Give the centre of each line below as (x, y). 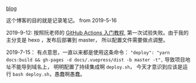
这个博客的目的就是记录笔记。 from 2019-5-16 (61, 20)
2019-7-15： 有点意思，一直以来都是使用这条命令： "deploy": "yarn (88, 52)
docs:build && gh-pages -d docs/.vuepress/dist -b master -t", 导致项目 (96, 59)
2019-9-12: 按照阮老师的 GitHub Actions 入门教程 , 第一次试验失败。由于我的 (97, 33)
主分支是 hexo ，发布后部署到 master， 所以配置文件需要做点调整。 (87, 40)
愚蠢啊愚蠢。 (70, 74)
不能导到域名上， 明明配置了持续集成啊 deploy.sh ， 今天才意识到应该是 (97, 67)
